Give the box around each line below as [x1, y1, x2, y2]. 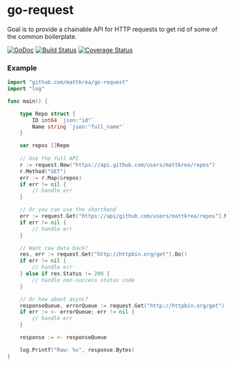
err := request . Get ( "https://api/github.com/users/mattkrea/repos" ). [19, 213, 225, 220]
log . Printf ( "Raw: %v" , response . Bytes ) [19, 346, 135, 354]
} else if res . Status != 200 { [19, 270, 110, 277]
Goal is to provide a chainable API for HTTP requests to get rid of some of [7, 25, 218, 33]
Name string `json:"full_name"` [32, 123, 126, 130]
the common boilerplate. [7, 32, 78, 40]
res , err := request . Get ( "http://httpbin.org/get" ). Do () [19, 251, 188, 258]
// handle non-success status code [32, 277, 135, 284]
